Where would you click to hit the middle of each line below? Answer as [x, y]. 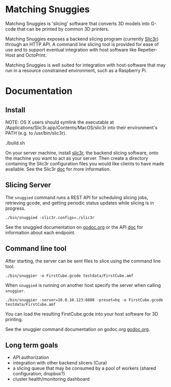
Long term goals [32, 345]
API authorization [31, 357]
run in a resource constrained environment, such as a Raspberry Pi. [76, 70]
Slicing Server [28, 185]
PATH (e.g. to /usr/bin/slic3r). [36, 133]
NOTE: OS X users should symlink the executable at [59, 122]
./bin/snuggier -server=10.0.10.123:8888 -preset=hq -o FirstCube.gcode [84, 300]
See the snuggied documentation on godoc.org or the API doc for [74, 227]
